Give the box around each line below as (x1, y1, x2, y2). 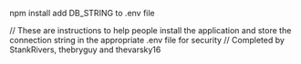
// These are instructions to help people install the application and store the (9, 25, 292, 35)
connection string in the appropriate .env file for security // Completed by (9, 35, 285, 45)
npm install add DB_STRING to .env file (9, 8, 155, 18)
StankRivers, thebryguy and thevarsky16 (9, 44, 161, 55)
